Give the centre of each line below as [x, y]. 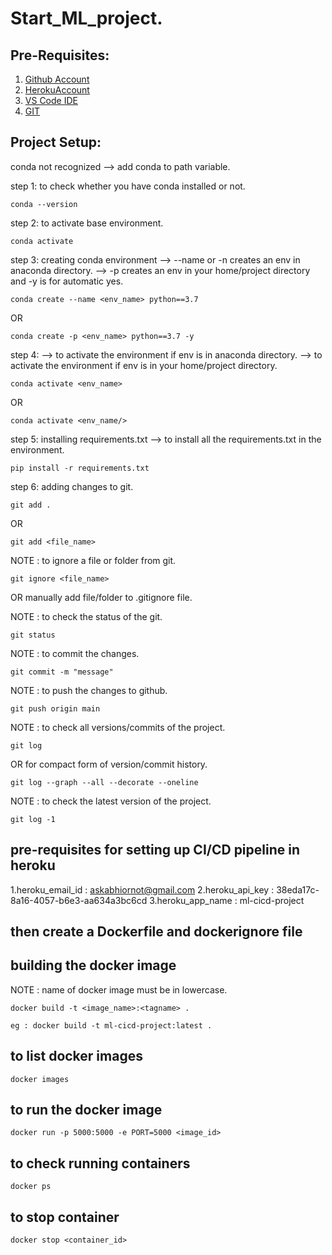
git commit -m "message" [62, 672]
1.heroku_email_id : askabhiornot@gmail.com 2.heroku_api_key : [142, 889]
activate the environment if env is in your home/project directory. [144, 365]
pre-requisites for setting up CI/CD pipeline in [155, 850]
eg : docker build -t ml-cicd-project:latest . [111, 1025]
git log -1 [33, 819]
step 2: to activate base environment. [87, 223]
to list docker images [76, 1056]
